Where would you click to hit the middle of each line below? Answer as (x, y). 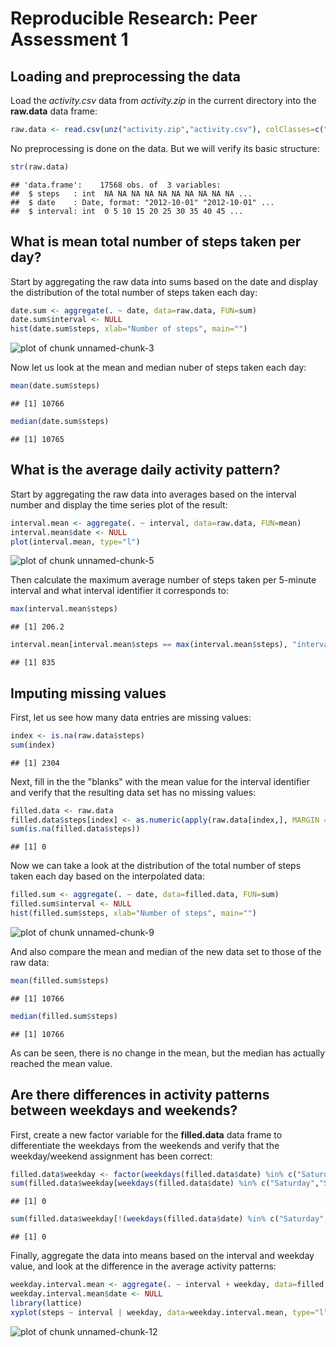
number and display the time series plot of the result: (119, 504)
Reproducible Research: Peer (134, 18)
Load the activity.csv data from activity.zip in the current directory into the (163, 100)
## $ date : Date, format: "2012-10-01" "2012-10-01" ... (142, 202)
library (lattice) (46, 1303)
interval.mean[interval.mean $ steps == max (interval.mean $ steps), (149, 645)
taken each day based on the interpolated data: (107, 876)
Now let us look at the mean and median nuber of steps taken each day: (158, 368)
